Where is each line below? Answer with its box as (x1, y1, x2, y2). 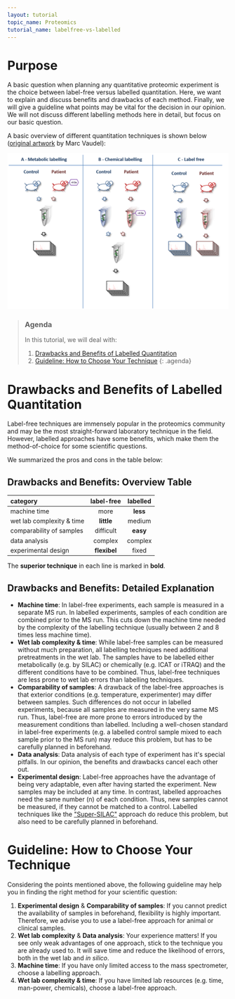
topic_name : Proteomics (7, 18, 77, 26)
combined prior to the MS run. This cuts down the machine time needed (17, 616, 226, 624)
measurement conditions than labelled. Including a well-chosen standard (17, 720, 228, 729)
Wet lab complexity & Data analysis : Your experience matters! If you (17, 931, 217, 940)
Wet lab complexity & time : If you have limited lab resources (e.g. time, (17, 976, 224, 985)
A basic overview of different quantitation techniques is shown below (7, 132, 207, 140)
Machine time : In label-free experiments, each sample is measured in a (17, 601, 224, 609)
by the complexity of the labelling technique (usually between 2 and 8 (17, 623, 220, 632)
